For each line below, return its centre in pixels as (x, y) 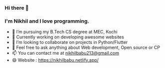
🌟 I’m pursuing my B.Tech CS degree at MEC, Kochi (65, 32)
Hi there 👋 (17, 8)
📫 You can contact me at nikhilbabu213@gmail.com (65, 53)
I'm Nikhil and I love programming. (47, 21)
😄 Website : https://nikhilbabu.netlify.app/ (55, 60)
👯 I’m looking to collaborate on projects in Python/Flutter (70, 42)
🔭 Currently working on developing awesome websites (68, 37)
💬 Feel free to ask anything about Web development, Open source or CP (86, 48)
